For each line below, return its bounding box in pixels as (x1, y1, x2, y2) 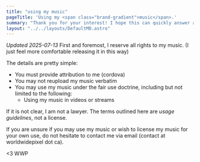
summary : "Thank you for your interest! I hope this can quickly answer (6, 20, 190, 26)
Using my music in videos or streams (23, 96, 115, 104)
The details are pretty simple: (6, 60, 78, 67)
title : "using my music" (6, 8, 68, 15)
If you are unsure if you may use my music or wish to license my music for (6, 126, 188, 133)
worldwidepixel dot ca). (6, 138, 64, 146)
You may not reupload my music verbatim (14, 77, 117, 85)
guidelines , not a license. (6, 114, 67, 121)
